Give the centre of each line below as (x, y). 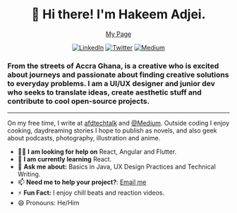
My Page (119, 34)
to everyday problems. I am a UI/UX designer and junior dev (111, 83)
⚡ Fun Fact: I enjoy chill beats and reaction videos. (91, 193)
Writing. (29, 174)
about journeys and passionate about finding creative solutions (118, 75)
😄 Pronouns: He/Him (48, 203)
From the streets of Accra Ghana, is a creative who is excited (113, 66)
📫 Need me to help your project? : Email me (82, 182)
